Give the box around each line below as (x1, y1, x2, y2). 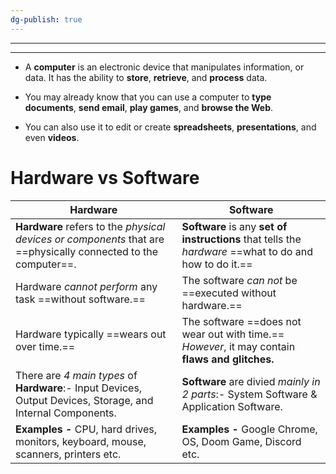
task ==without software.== (15, 292, 146, 306)
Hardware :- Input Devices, (15, 381, 143, 395)
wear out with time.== (181, 327, 285, 341)
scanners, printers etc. (15, 447, 122, 461)
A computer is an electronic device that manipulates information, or (24, 61, 305, 73)
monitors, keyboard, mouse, (15, 434, 147, 448)
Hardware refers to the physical (15, 219, 166, 233)
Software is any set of (181, 219, 288, 233)
